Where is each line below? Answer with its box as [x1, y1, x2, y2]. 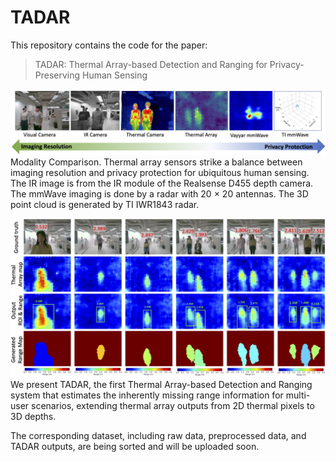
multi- [285, 389, 311, 401]
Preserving [34, 69, 81, 81]
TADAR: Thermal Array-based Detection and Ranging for [34, 58, 268, 70]
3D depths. [10, 411, 57, 423]
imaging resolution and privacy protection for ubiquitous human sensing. [10, 167, 310, 179]
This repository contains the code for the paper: [10, 39, 208, 51]
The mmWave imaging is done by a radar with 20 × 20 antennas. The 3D [10, 188, 309, 200]
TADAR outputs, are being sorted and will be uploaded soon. [10, 441, 260, 453]
